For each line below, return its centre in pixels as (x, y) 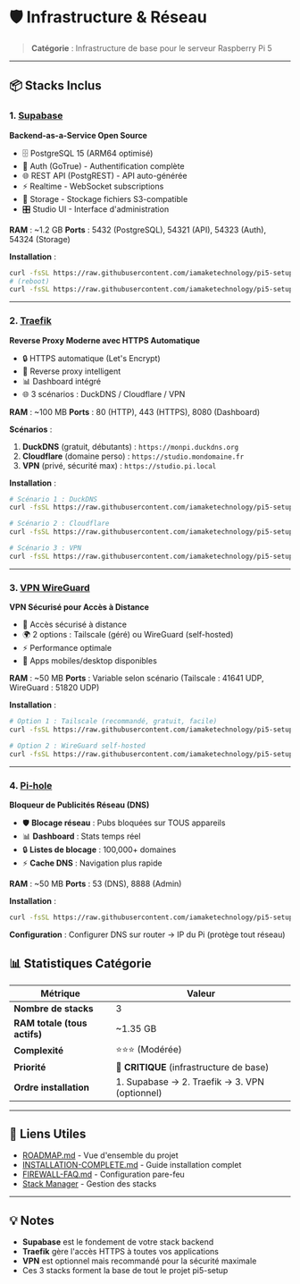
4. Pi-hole (31, 785)
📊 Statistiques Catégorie (80, 963)
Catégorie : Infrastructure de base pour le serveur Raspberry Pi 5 (151, 48)
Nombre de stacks (54, 1009)
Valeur (201, 993)
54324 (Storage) (40, 239)
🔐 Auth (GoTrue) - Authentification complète (103, 165)
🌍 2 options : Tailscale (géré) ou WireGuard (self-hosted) (128, 635)
